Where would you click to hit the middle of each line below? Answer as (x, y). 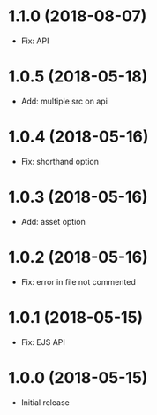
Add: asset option (53, 221)
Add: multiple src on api (64, 101)
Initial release (45, 402)
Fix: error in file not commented (78, 281)
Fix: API (35, 41)
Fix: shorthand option (60, 161)
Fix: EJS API (43, 342)
